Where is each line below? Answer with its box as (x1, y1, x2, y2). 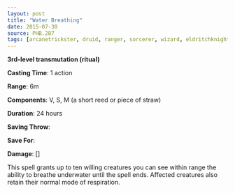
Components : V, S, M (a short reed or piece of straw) (7, 95, 162, 105)
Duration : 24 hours (7, 109, 63, 118)
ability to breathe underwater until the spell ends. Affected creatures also (7, 171, 218, 179)
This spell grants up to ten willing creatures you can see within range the (7, 163, 217, 171)
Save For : (7, 137, 35, 145)
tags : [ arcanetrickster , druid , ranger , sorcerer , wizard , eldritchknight (7, 36, 230, 43)
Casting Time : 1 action (7, 69, 73, 77)
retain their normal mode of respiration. (7, 178, 120, 187)
